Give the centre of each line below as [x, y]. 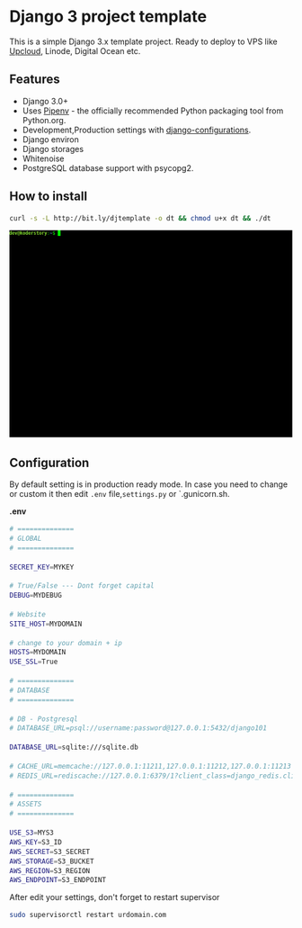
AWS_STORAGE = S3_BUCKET [52, 861]
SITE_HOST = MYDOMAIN [46, 624]
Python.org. [44, 120]
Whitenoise [43, 158]
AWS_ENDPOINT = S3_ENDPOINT [58, 880]
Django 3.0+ [45, 101]
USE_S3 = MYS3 [31, 833]
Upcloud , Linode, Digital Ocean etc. [75, 50]
